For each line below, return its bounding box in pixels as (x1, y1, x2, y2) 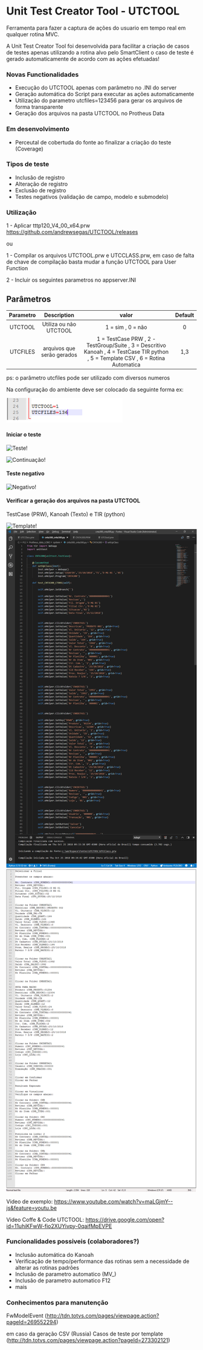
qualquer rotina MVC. (6, 30, 59, 37)
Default (175, 311, 195, 319)
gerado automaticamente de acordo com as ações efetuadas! (6, 55, 160, 62)
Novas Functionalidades (6, 70, 79, 79)
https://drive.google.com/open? (85, 1216, 165, 1223)
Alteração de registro (14, 180, 68, 187)
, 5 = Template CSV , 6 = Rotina (87, 354, 165, 362)
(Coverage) (14, 145, 43, 152)
